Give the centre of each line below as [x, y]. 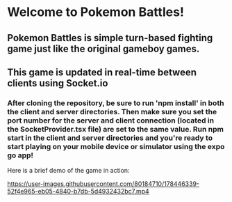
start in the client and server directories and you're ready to [110, 138]
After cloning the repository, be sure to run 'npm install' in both [116, 103]
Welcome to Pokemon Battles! [96, 12]
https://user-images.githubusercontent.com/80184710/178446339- [103, 184]
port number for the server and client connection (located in [110, 121]
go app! [20, 155]
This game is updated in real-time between [102, 72]
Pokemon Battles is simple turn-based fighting [110, 38]
